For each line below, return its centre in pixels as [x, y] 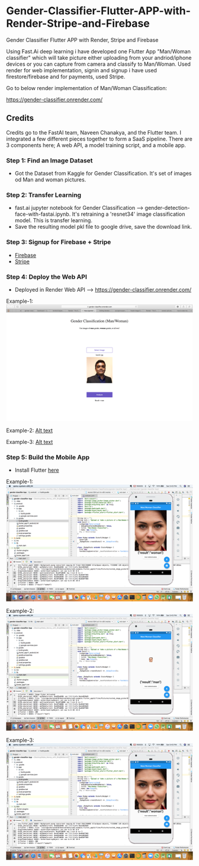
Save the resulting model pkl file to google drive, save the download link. [103, 227]
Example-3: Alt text [30, 442]
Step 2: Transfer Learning [44, 195]
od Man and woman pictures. [50, 180]
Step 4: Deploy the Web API [46, 277]
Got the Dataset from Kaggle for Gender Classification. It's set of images [103, 174]
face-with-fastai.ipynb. [43, 214]
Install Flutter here [37, 470]
